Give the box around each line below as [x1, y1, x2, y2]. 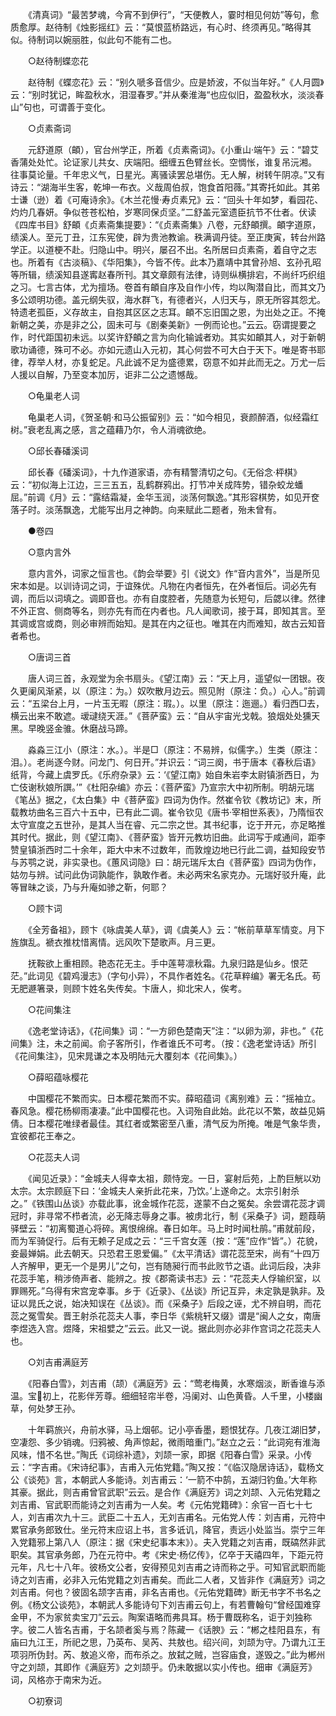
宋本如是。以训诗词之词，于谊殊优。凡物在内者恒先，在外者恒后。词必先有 [10, 580, 317, 592]
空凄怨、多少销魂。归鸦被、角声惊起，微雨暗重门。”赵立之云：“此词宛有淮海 [10, 1436, 321, 1448]
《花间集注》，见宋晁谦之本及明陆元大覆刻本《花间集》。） [10, 1050, 243, 1062]
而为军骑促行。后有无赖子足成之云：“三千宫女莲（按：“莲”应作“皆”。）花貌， [10, 1235, 323, 1247]
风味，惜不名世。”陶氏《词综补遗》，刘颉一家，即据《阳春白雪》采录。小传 [10, 1449, 313, 1460]
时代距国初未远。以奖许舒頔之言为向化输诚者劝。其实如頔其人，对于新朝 [27, 331, 326, 343]
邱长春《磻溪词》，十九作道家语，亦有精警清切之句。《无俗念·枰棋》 [27, 466, 303, 478]
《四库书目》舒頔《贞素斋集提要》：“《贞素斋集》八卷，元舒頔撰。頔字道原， [10, 219, 322, 230]
